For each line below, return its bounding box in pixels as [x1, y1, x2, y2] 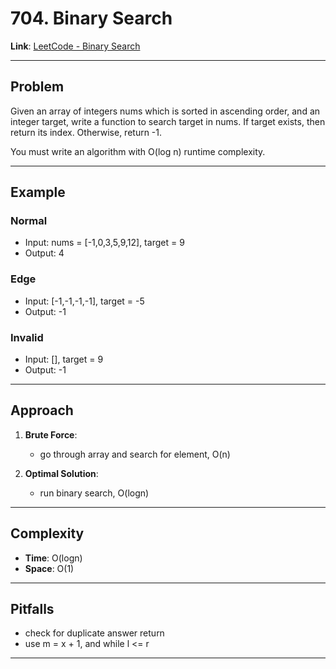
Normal [10, 214, 48, 228]
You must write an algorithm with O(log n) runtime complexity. [10, 145, 266, 157]
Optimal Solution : [24, 467, 99, 479]
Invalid [10, 330, 44, 344]
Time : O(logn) [24, 552, 83, 564]
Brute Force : [24, 428, 78, 441]
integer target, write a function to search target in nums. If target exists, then [10, 115, 326, 127]
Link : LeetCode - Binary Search [10, 40, 141, 52]
